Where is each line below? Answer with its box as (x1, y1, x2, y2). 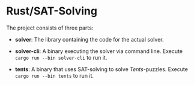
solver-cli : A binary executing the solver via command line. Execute (14, 47, 183, 55)
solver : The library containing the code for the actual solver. (14, 36, 164, 43)
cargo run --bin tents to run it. (14, 72, 94, 79)
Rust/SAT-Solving (6, 4, 98, 18)
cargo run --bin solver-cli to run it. (14, 54, 108, 61)
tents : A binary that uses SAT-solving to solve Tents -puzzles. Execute (14, 65, 188, 73)
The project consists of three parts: (6, 24, 94, 31)
